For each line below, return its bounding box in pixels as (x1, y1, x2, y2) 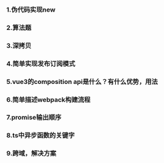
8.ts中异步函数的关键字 (6, 131, 75, 140)
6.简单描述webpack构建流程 (6, 95, 91, 104)
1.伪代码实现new (6, 5, 56, 13)
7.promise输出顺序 (6, 113, 62, 122)
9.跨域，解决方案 (6, 149, 57, 157)
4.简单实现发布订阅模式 (6, 59, 75, 68)
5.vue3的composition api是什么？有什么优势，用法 (6, 77, 158, 86)
